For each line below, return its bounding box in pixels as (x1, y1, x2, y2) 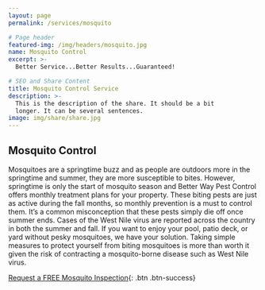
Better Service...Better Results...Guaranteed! (15, 63, 176, 72)
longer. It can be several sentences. (15, 106, 144, 115)
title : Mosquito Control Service (8, 84, 119, 92)
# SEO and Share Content (8, 77, 90, 85)
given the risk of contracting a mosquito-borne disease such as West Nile (8, 249, 249, 258)
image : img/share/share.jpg (8, 114, 102, 122)
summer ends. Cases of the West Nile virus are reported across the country (8, 215, 255, 225)
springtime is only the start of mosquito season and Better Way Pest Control (8, 181, 256, 191)
